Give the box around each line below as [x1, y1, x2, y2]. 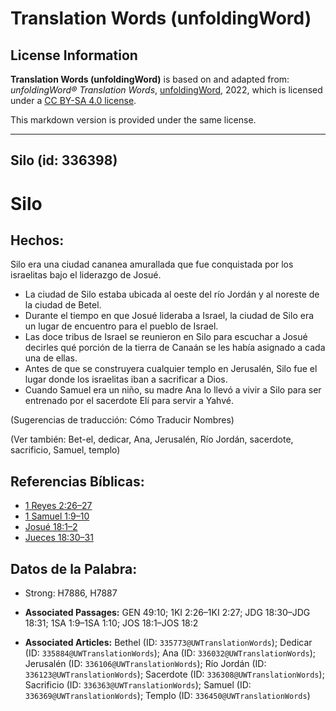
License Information [10, 47, 138, 64]
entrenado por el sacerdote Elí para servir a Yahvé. [24, 395, 234, 407]
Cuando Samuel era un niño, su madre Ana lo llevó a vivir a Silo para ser [24, 384, 322, 396]
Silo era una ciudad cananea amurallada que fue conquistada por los [10, 258, 294, 271]
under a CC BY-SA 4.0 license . [10, 95, 137, 106]
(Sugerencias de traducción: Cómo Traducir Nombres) [10, 414, 235, 426]
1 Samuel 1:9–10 [24, 510, 90, 522]
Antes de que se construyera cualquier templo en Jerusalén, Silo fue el [24, 363, 318, 375]
